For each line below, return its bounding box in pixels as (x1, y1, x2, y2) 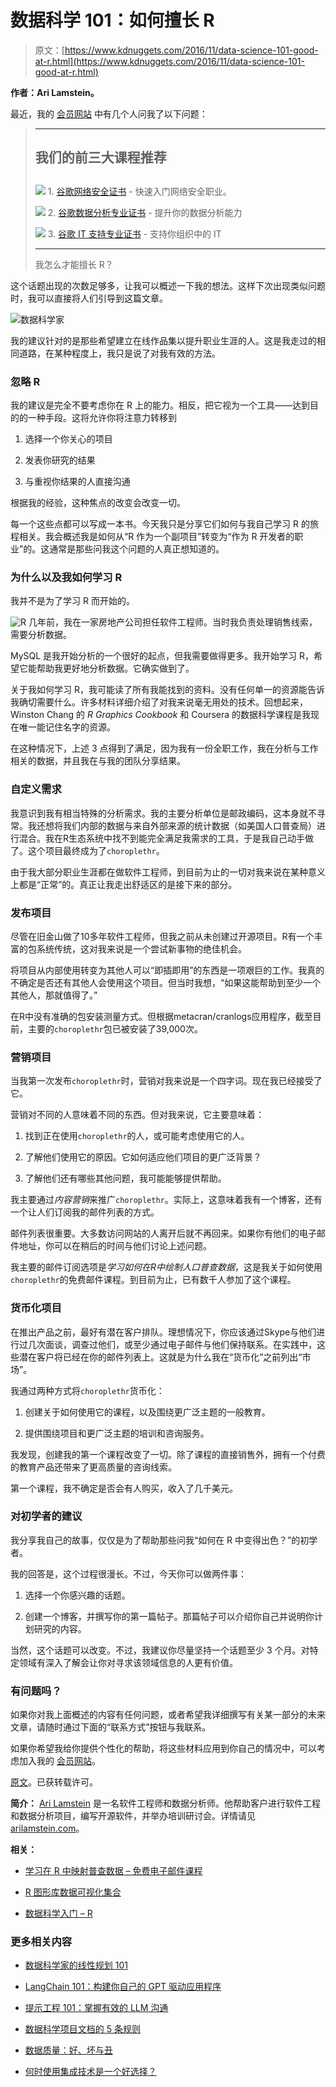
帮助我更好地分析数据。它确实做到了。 (36, 662, 195, 675)
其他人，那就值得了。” (10, 989, 98, 1001)
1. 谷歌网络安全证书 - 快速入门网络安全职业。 (47, 185, 232, 197)
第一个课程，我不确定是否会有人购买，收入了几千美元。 (10, 1482, 238, 1494)
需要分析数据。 (10, 629, 72, 641)
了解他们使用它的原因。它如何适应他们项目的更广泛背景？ (24, 1151, 262, 1163)
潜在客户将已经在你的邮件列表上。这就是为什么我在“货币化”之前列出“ (18, 1351, 303, 1363)
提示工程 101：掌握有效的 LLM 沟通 (24, 2002, 169, 2014)
